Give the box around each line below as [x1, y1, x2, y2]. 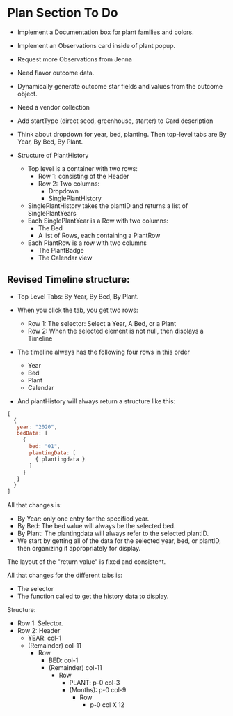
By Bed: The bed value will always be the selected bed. [17, 522, 176, 530]
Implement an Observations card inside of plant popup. [17, 41, 176, 50]
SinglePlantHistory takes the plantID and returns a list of [27, 201, 188, 210]
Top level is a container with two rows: [27, 164, 138, 172]
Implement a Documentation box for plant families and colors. [17, 28, 194, 36]
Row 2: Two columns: [38, 179, 99, 188]
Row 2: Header [17, 627, 61, 635]
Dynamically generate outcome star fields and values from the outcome [17, 82, 223, 90]
